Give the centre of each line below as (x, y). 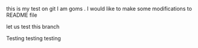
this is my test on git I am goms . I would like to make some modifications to (99, 9)
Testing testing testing (33, 38)
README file (22, 15)
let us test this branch (33, 27)
